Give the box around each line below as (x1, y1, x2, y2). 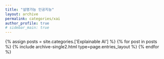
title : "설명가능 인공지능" (5, 7, 55, 12)
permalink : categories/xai (5, 16, 60, 21)
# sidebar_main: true (5, 25, 50, 30)
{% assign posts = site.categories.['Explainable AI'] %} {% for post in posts (5, 39, 157, 44)
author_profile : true (5, 20, 50, 26)
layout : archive (5, 12, 38, 17)
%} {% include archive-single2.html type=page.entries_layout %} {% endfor (5, 44, 160, 50)
